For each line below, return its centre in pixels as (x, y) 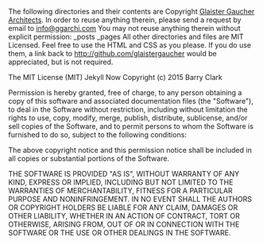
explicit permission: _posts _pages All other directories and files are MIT (126, 36)
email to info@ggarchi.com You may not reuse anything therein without (124, 28)
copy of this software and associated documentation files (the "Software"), (131, 101)
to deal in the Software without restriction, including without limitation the (128, 109)
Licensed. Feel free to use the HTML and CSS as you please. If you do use (130, 45)
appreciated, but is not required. (61, 62)
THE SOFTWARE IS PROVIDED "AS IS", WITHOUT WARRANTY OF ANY (124, 174)
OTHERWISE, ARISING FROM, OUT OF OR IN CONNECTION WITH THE (124, 224)
